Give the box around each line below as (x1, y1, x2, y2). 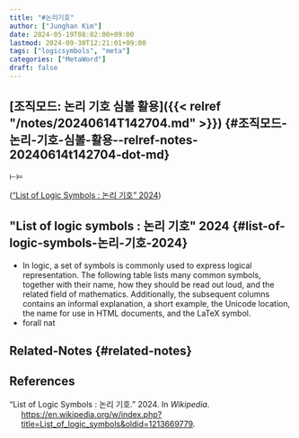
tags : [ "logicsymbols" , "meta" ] (9, 47, 130, 56)
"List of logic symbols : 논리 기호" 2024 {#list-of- (9, 219, 286, 234)
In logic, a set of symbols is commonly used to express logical (22, 260, 252, 271)
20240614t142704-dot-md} (9, 147, 171, 163)
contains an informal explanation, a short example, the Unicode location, (22, 298, 290, 308)
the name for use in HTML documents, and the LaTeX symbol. (22, 308, 251, 318)
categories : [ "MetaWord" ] (9, 55, 106, 64)
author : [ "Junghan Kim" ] (9, 22, 102, 31)
